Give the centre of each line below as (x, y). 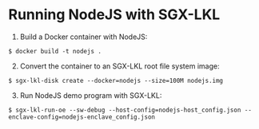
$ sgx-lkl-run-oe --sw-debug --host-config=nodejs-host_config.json (125, 110)
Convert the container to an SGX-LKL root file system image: (120, 66)
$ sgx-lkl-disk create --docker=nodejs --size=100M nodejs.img (116, 80)
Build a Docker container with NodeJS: (84, 37)
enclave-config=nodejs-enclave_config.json (82, 117)
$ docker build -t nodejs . (55, 51)
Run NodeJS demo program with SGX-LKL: (91, 95)
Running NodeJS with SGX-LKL (114, 15)
